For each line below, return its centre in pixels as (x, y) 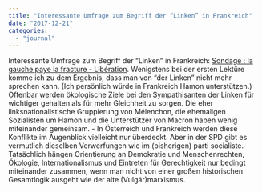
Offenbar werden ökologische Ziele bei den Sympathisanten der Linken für (131, 95)
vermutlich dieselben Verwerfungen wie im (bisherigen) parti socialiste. (126, 146)
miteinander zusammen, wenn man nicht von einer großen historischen (126, 171)
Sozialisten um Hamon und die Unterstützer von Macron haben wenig (123, 120)
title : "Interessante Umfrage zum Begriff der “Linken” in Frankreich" (130, 16)
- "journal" (36, 38)
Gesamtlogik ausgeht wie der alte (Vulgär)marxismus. (97, 180)
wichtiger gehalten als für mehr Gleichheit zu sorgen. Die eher (111, 103)
